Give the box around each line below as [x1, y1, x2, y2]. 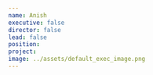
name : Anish [8, 11, 47, 20]
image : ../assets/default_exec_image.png [8, 55, 146, 63]
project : [8, 48, 37, 55]
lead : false [8, 33, 47, 41]
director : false [8, 26, 61, 34]
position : [8, 41, 41, 48]
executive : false [8, 19, 65, 27]
